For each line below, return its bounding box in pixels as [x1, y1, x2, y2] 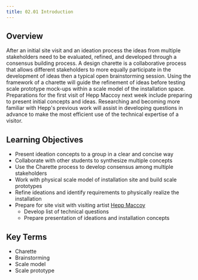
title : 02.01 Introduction [6, 8, 74, 15]
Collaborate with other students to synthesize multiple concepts [14, 157, 173, 164]
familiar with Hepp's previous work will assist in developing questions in [6, 105, 184, 112]
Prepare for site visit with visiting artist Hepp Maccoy [14, 202, 145, 209]
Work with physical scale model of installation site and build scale [14, 176, 177, 183]
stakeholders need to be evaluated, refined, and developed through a [6, 53, 177, 61]
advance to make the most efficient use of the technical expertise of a [6, 111, 179, 118]
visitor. [6, 117, 23, 124]
